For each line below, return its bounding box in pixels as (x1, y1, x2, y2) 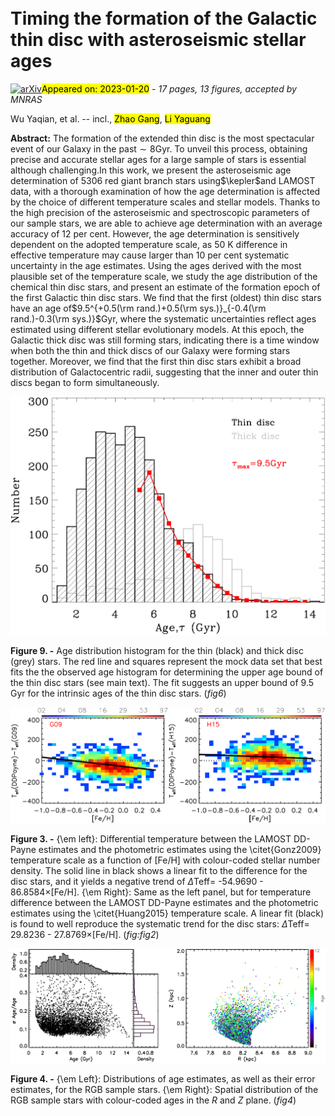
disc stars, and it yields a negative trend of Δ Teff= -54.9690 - (10, 876, 264, 888)
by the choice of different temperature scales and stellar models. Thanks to (10, 196, 321, 208)
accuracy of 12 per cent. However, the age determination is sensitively (10, 227, 300, 240)
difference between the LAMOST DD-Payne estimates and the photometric (10, 897, 319, 909)
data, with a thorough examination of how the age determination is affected (10, 185, 321, 197)
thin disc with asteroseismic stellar (10, 29, 307, 51)
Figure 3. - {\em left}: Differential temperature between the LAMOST (10, 833, 292, 845)
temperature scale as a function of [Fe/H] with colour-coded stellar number (10, 854, 321, 866)
